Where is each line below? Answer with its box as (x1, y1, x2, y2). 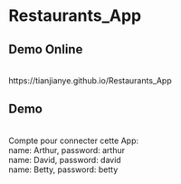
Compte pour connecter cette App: (8, 135, 139, 146)
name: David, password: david (8, 154, 121, 165)
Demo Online (8, 42, 83, 57)
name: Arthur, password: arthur (8, 144, 126, 155)
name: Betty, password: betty (8, 164, 119, 175)
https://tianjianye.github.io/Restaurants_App (8, 75, 173, 86)
